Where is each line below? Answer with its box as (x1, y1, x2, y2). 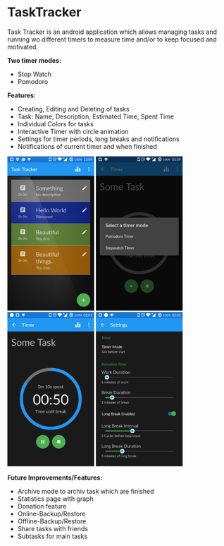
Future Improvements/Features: (7, 473, 103, 482)
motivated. (7, 42, 39, 51)
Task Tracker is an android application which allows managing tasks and (7, 28, 217, 36)
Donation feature (17, 502, 67, 510)
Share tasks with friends (17, 524, 88, 533)
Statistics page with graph (17, 495, 94, 503)
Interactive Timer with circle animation (17, 127, 129, 135)
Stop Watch (17, 70, 51, 78)
